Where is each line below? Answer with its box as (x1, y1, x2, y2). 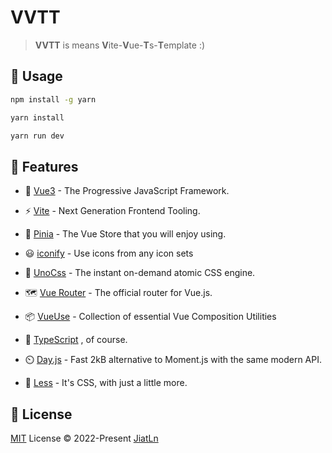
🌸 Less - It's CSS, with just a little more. (24, 377, 188, 389)
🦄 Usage (10, 68, 63, 85)
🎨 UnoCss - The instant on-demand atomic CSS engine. (24, 267, 256, 279)
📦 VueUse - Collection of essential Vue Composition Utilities (24, 311, 277, 323)
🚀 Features (10, 158, 79, 175)
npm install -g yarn (10, 94, 97, 105)
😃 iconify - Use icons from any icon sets (24, 247, 194, 260)
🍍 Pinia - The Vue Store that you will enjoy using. (24, 228, 227, 240)
